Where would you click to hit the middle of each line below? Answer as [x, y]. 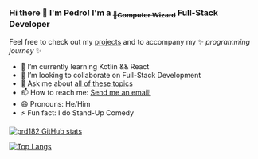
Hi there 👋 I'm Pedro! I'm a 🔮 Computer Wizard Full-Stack [113, 14]
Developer [29, 25]
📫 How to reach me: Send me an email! [86, 92]
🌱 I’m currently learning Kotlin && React [85, 66]
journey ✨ [25, 50]
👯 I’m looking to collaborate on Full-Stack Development [111, 75]
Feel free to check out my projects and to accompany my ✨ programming [129, 41]
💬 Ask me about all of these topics [77, 83]
